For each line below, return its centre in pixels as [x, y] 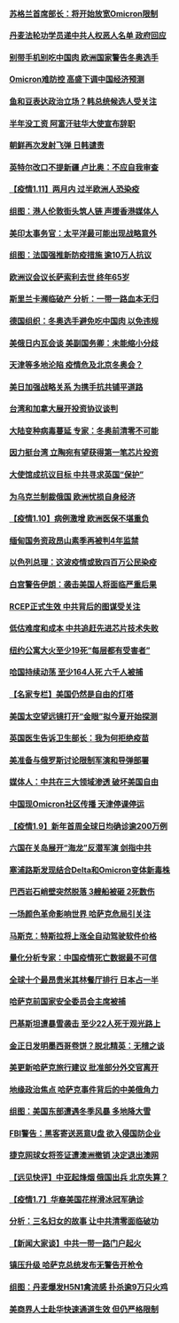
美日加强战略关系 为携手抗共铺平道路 [76, 387]
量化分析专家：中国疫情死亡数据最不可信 [83, 957]
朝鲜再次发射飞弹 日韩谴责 [57, 146]
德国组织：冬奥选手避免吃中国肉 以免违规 [84, 320]
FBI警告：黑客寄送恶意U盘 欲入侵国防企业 [85, 1133]
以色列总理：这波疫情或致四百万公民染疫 [83, 563]
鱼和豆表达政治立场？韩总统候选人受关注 [83, 101]
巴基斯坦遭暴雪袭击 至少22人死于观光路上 [85, 1023]
